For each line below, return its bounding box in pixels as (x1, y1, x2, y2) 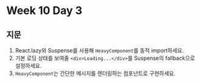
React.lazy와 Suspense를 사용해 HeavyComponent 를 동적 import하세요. (15, 47, 184, 54)
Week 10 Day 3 (6, 4, 83, 18)
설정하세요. (15, 62, 42, 69)
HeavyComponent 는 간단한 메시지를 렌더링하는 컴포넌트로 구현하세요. (15, 70, 175, 77)
